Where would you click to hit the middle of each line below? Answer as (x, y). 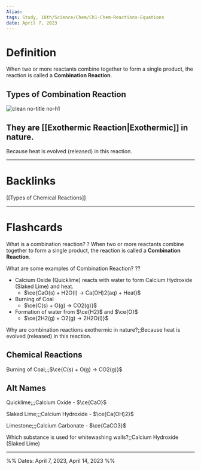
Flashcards (34, 228)
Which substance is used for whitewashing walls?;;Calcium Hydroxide (92, 437)
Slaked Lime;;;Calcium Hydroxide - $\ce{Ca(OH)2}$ (70, 414)
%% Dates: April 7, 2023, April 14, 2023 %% (61, 461)
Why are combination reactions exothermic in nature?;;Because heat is (93, 329)
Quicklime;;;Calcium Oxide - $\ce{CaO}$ (56, 402)
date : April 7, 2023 (32, 23)
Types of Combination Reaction (66, 94)
